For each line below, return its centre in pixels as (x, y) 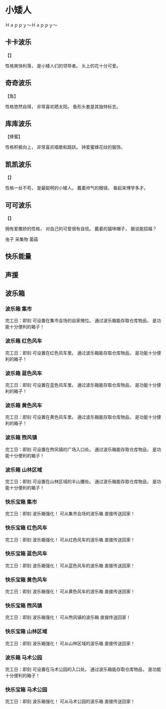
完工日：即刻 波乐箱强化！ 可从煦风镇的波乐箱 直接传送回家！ (68, 617)
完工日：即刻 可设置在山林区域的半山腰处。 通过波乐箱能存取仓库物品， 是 (81, 481)
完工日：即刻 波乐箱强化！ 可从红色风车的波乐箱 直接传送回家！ (70, 540)
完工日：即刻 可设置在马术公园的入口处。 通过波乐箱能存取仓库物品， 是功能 (83, 669)
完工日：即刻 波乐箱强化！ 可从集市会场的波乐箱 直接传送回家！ (70, 514)
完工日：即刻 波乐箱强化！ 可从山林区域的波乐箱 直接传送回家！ (70, 643)
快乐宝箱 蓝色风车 (26, 554)
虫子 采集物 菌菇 (22, 239)
